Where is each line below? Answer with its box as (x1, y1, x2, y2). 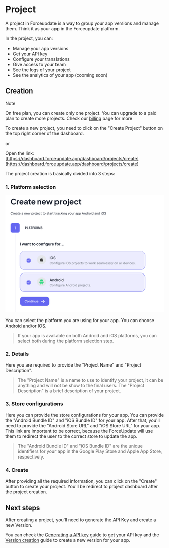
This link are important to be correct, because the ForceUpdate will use (5, 428, 153, 434)
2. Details (5, 350, 29, 357)
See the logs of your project (12, 67, 71, 73)
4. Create (5, 467, 29, 474)
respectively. (17, 454, 44, 460)
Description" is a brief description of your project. (17, 388, 121, 394)
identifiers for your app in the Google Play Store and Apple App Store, (17, 448, 162, 454)
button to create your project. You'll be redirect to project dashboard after (5, 483, 158, 489)
